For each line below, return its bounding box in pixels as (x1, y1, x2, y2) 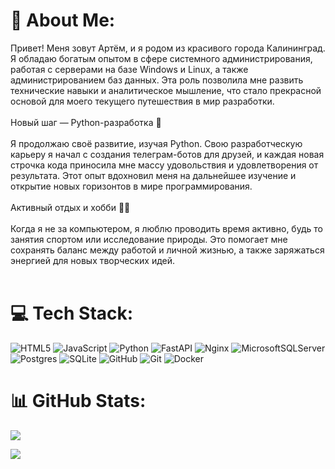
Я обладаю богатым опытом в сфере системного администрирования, (10, 52, 313, 64)
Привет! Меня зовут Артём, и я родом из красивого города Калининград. (10, 42, 326, 54)
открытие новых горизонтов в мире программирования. (10, 180, 253, 192)
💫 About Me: (10, 9, 116, 32)
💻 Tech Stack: (10, 302, 134, 325)
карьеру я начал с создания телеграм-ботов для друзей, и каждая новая (10, 148, 325, 160)
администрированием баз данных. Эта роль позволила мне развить (10, 74, 304, 86)
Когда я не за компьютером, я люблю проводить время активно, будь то (10, 222, 323, 234)
